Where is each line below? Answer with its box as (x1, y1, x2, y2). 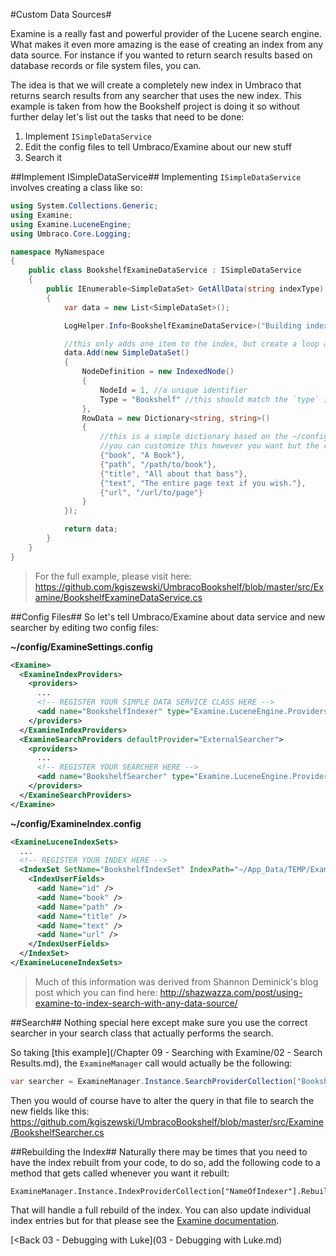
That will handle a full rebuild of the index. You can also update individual (10, 1204, 312, 1216)
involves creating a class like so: (10, 182, 143, 193)
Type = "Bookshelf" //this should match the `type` (99, 394, 320, 404)
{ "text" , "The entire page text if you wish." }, (99, 478, 307, 488)
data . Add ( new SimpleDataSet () (63, 348, 190, 358)
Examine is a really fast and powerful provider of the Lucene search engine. (10, 28, 322, 39)
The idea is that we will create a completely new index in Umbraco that (10, 79, 302, 91)
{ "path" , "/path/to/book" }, (99, 459, 217, 469)
